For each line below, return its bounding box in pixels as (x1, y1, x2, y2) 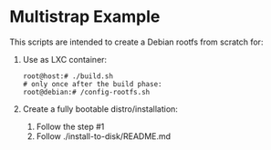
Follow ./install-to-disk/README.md (36, 130, 172, 142)
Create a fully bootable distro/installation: (22, 103, 178, 115)
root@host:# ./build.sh (22, 71, 114, 81)
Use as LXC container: (22, 54, 108, 65)
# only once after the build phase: (22, 79, 162, 88)
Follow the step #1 (36, 121, 105, 132)
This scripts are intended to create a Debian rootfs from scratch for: (9, 36, 264, 47)
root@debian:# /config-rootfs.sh (22, 87, 151, 96)
